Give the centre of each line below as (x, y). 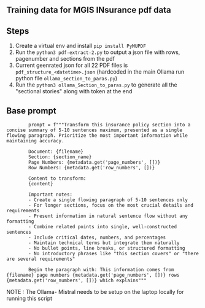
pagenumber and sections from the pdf (65, 59)
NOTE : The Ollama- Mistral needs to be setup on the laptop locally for (95, 292)
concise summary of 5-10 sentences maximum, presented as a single (95, 130)
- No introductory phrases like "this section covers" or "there (114, 254)
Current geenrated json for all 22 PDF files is (72, 65)
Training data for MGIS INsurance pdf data (89, 10)
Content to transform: (57, 179)
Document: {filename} (56, 152)
